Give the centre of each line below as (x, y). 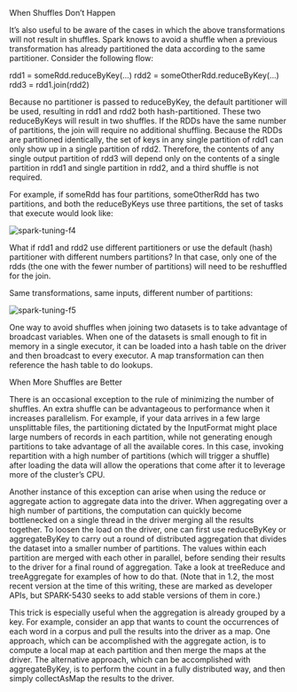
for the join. (30, 276)
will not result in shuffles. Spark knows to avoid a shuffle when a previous (143, 39)
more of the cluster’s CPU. (57, 474)
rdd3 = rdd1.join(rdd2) (50, 85)
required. (26, 177)
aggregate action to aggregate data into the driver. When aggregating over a (148, 501)
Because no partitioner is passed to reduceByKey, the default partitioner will (148, 102)
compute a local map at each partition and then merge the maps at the (138, 650)
